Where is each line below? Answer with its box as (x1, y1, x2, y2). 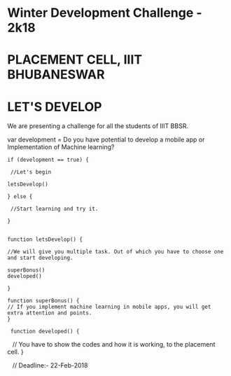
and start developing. (7, 254, 73, 262)
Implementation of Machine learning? (7, 143, 115, 151)
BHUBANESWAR (7, 67, 105, 83)
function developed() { (10, 328, 80, 335)
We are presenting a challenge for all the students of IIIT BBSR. (7, 122, 189, 130)
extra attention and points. (7, 309, 92, 316)
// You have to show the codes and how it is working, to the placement (12, 340, 216, 349)
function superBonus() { (7, 298, 80, 305)
